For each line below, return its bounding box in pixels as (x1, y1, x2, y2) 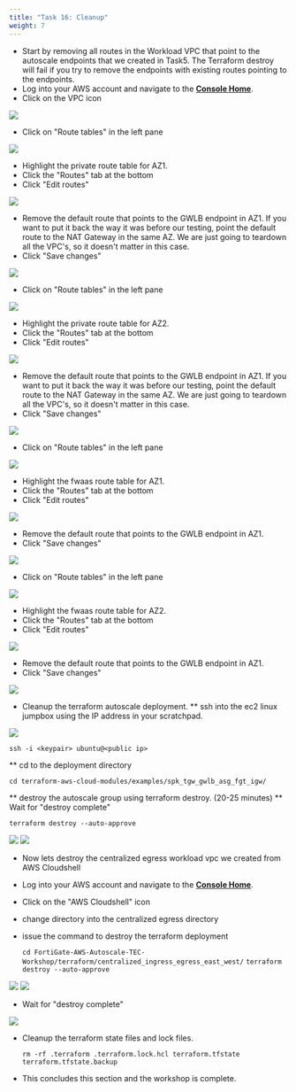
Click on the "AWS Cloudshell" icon (21, 896, 150, 907)
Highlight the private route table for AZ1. (21, 160, 168, 171)
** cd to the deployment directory (9, 759, 133, 771)
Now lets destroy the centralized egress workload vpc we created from (21, 852, 281, 864)
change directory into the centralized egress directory (21, 913, 219, 924)
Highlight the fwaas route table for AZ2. (21, 605, 166, 616)
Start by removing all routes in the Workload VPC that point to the (21, 45, 261, 56)
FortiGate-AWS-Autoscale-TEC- (34, 948, 146, 956)
